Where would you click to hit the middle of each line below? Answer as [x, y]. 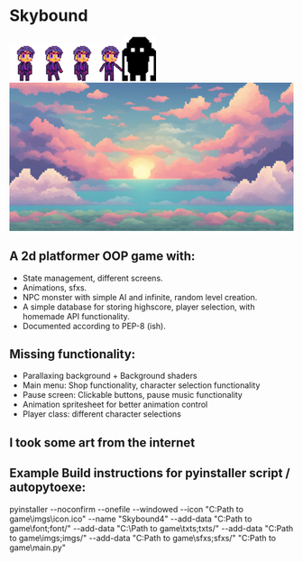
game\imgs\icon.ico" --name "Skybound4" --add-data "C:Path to [131, 519]
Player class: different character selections [102, 414]
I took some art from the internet [102, 442]
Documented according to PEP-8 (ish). [94, 326]
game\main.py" [37, 548]
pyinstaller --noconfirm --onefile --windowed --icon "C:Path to [126, 509]
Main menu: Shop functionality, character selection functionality [141, 385]
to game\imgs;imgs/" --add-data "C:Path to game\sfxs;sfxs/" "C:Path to [143, 538]
